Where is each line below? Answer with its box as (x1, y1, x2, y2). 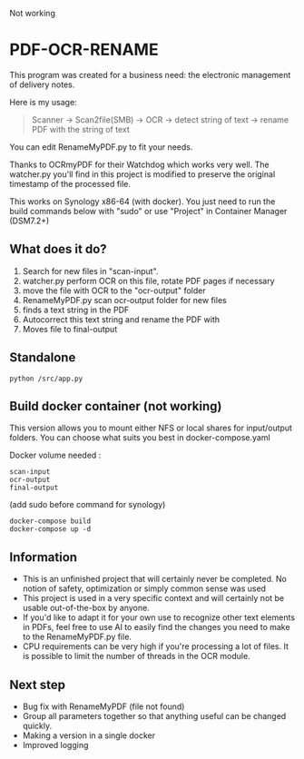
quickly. (22, 721, 53, 731)
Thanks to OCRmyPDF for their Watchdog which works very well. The (9, 159, 270, 170)
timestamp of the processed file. (9, 178, 132, 189)
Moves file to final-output (22, 323, 118, 334)
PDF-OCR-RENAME (9, 40, 159, 60)
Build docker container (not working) (9, 399, 222, 414)
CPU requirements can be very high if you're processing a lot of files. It (22, 641, 289, 652)
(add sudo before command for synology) (9, 499, 166, 510)
